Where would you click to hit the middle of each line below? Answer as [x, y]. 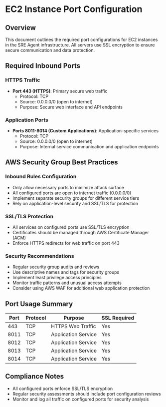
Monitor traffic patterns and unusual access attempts [67, 283]
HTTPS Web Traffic [73, 327]
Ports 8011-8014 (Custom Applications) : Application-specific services [85, 130]
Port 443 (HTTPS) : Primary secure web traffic [60, 91]
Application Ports [27, 120]
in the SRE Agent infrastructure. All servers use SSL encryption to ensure [80, 45]
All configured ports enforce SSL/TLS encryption [63, 389]
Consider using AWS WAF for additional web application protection [81, 288]
